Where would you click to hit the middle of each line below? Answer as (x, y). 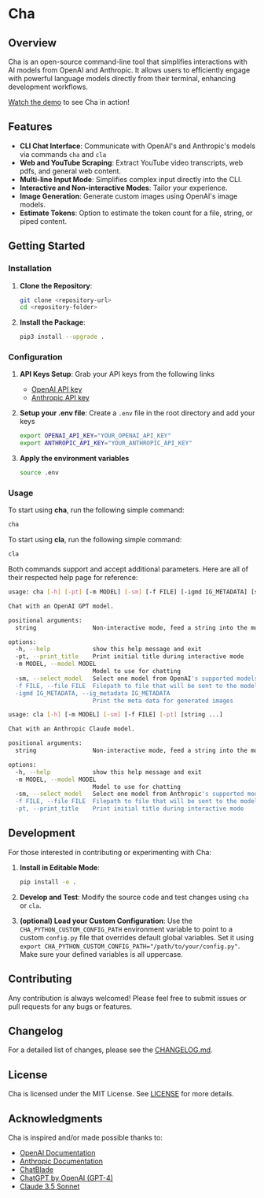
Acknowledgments (56, 1119)
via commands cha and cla (63, 154)
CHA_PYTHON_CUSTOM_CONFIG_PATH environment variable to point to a (126, 929)
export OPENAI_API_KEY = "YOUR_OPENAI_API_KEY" (95, 436)
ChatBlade (36, 1170)
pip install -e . (48, 882)
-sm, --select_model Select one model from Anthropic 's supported (130, 794)
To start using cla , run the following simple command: (95, 540)
